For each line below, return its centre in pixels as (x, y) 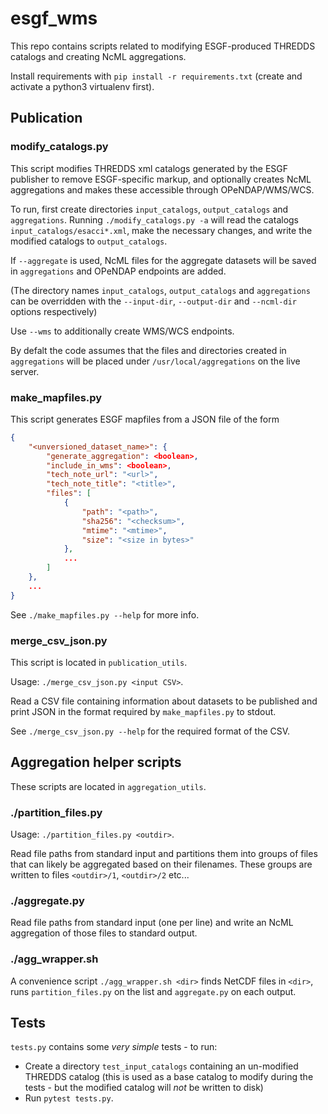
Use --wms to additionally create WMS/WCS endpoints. (122, 331)
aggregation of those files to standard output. (104, 933)
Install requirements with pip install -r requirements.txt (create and (156, 76)
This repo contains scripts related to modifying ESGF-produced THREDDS (163, 46)
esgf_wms (54, 18)
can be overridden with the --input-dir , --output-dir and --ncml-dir (153, 301)
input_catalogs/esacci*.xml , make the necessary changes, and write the (161, 230)
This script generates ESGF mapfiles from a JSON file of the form (145, 419)
